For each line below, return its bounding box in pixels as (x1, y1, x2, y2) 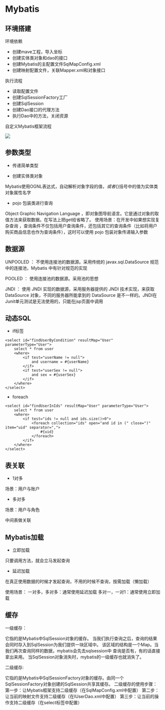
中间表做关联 (5, 517, 31, 523)
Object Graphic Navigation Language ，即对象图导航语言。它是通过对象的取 (5, 211, 159, 216)
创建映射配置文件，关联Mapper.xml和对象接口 (12, 68, 106, 73)
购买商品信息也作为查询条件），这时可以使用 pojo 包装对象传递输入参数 (5, 229, 148, 235)
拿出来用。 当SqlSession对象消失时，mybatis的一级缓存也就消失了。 (5, 654, 144, 660)
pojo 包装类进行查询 (12, 200, 53, 206)
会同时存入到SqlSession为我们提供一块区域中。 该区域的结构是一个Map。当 (5, 641, 159, 647)
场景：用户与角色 (5, 507, 40, 513)
